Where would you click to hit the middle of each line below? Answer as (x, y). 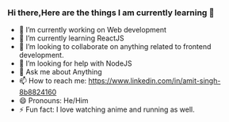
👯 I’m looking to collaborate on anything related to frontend (115, 47)
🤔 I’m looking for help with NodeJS (75, 63)
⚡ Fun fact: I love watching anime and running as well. (107, 109)
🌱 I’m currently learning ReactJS (71, 38)
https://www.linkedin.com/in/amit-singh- (155, 81)
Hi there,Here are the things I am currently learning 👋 (111, 13)
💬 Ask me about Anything (60, 72)
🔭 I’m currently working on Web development (93, 30)
